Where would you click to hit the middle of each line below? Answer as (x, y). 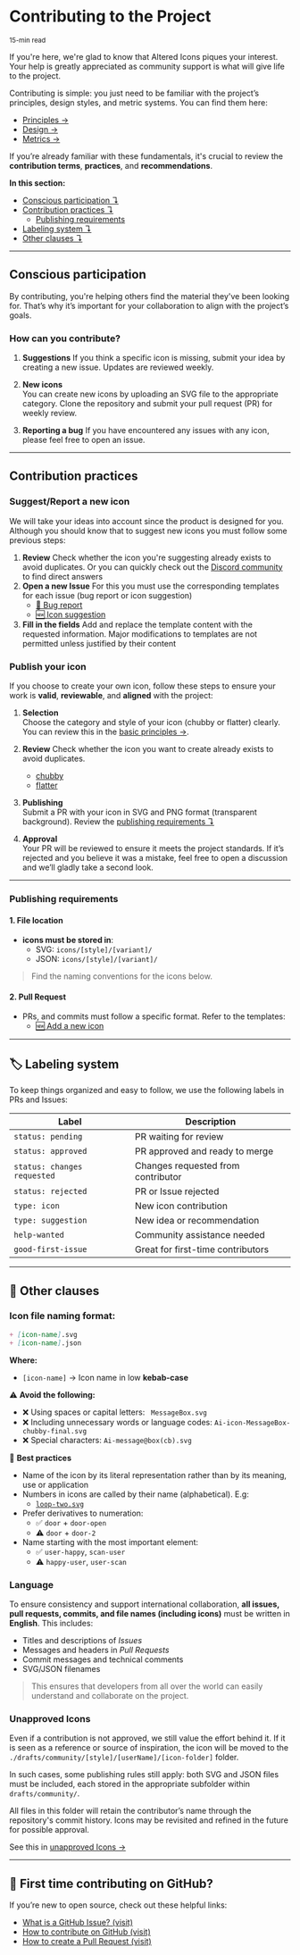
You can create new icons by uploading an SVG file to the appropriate (150, 394)
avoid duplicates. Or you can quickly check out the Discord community (152, 567)
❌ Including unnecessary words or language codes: (117, 1422)
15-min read (28, 40)
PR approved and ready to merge (204, 1151)
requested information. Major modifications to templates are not (139, 634)
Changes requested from (187, 1165)
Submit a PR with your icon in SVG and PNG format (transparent (139, 812)
